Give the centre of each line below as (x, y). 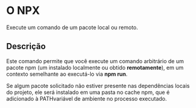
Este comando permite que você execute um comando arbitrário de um (95, 61)
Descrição (26, 46)
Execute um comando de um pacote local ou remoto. (72, 27)
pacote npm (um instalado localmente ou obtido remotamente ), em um (95, 67)
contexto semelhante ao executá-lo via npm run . (67, 74)
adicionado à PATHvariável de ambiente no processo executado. (87, 98)
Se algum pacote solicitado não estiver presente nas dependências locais (98, 86)
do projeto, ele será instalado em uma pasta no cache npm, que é (88, 92)
